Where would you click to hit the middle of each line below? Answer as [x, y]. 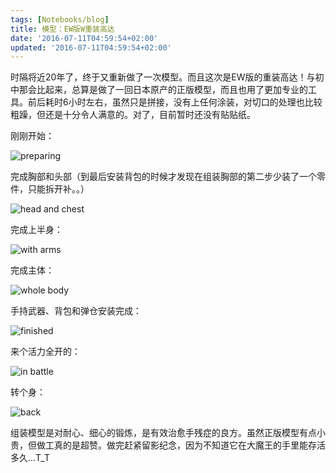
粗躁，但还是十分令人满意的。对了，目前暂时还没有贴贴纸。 [133, 115]
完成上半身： [36, 230]
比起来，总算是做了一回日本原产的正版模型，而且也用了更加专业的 [172, 90]
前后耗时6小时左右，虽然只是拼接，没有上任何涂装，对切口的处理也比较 [175, 102]
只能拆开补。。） [58, 189]
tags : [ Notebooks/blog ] [60, 19]
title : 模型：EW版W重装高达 [62, 29]
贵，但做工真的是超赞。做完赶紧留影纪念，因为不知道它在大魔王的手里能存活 [168, 445]
